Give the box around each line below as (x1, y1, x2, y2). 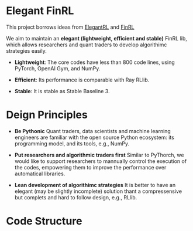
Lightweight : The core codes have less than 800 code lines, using (14, 59, 175, 66)
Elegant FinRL (6, 4, 74, 18)
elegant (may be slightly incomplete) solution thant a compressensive (14, 188, 182, 195)
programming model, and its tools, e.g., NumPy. (14, 140, 130, 147)
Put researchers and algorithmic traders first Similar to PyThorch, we (14, 151, 184, 158)
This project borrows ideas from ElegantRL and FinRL (6, 23, 135, 30)
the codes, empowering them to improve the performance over (14, 164, 167, 171)
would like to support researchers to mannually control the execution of (14, 157, 187, 165)
